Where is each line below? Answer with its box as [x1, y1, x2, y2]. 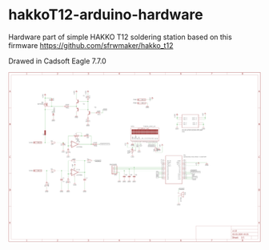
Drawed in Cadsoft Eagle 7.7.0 [8, 56, 106, 66]
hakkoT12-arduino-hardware [8, 6, 203, 24]
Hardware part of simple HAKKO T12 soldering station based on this [8, 32, 232, 42]
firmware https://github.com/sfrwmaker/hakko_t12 [8, 40, 174, 50]
